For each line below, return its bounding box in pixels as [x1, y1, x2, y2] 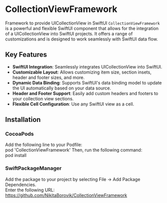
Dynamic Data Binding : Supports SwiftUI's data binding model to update [12, 79, 162, 85]
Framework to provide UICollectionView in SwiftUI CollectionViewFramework [5, 20, 160, 26]
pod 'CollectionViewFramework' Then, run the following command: [5, 147, 143, 153]
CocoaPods [5, 130, 34, 137]
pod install [5, 152, 26, 158]
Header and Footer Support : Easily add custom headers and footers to [12, 90, 159, 96]
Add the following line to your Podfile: [5, 141, 82, 148]
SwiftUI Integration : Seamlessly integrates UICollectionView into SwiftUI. [12, 63, 163, 69]
